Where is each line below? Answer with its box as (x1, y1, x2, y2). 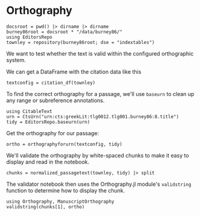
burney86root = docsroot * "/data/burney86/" (6, 28, 122, 35)
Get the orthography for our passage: (6, 129, 99, 136)
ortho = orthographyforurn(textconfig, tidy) (6, 141, 122, 147)
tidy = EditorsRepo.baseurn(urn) (6, 119, 90, 125)
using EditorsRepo (6, 34, 52, 40)
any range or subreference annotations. (6, 97, 105, 104)
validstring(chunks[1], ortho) (6, 203, 85, 210)
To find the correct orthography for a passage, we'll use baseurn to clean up (6, 90, 195, 97)
